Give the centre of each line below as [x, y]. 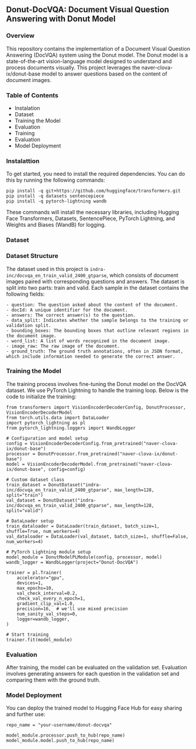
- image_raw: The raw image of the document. [63, 346]
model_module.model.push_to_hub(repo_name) [61, 741]
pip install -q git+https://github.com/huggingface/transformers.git [94, 191]
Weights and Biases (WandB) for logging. [56, 225]
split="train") [25, 495]
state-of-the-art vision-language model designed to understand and [89, 61]
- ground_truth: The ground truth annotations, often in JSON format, [95, 351]
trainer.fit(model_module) [39, 640]
